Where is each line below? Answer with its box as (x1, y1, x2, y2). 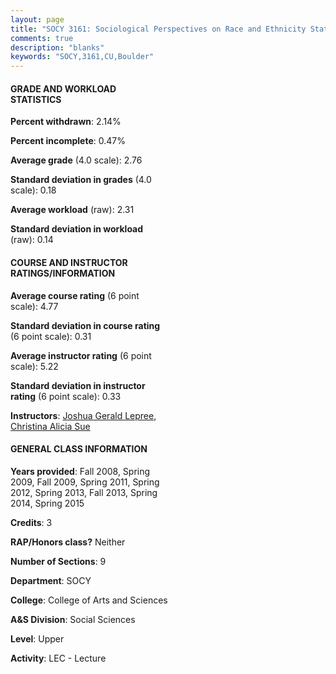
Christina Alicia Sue (10, 420, 91, 432)
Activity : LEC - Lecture (10, 652, 107, 664)
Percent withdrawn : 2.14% (10, 116, 122, 128)
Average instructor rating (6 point (10, 349, 152, 361)
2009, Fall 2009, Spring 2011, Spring (10, 476, 160, 488)
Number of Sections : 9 (10, 555, 107, 567)
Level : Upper (10, 632, 65, 645)
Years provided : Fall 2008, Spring (10, 465, 151, 477)
